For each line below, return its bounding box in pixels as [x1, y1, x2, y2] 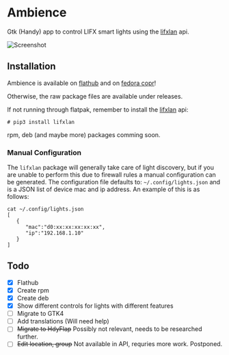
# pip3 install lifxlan [7, 119, 75, 125]
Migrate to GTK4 [16, 310, 64, 318]
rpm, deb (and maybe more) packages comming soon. [7, 130, 161, 138]
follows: [7, 193, 29, 201]
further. [16, 332, 39, 341]
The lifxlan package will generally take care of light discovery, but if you [7, 163, 214, 172]
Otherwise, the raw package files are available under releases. [7, 92, 183, 100]
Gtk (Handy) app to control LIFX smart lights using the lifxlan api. [7, 27, 189, 36]
